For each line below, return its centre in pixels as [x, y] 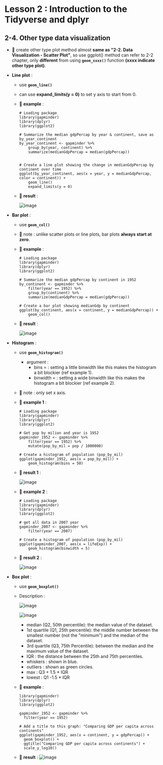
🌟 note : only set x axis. [43, 393]
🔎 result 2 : [31, 558]
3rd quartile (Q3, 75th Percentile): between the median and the [90, 646]
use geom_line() [36, 85]
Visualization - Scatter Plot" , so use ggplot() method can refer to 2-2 [82, 55]
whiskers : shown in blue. [52, 662]
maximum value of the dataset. [58, 651]
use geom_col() [34, 225]
